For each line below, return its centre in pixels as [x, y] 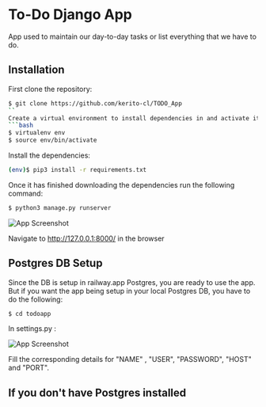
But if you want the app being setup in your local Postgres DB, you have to [129, 291]
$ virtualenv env [37, 133]
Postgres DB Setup [55, 263]
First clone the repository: [50, 89]
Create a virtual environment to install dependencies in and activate [129, 118]
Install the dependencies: [49, 155]
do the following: [36, 299]
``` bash [21, 126]
